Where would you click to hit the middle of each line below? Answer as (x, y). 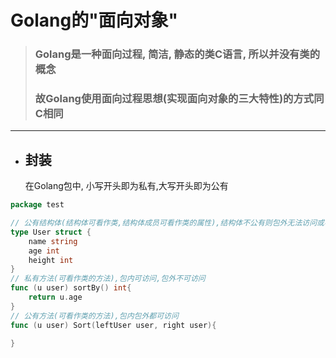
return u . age (55, 297)
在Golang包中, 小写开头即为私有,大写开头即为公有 (126, 186)
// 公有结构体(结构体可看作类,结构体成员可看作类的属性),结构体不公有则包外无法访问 (164, 223)
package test (37, 205)
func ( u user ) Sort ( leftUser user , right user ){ (113, 325)
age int (44, 251)
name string (53, 241)
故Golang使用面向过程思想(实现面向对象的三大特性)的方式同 (179, 99)
